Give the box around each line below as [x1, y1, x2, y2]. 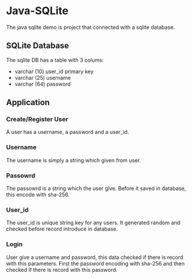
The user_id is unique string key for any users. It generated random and [6, 219, 181, 227]
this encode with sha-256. [6, 191, 70, 198]
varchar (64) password [14, 80, 71, 87]
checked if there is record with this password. [6, 266, 118, 273]
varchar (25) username [14, 74, 71, 81]
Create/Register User [6, 115, 69, 123]
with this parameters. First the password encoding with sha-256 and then [6, 260, 185, 267]
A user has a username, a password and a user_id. [6, 129, 129, 136]
